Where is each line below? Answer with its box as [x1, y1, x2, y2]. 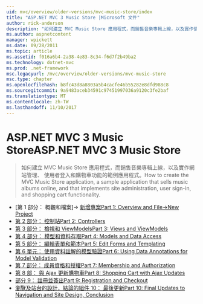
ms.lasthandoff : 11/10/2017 [6, 104, 77, 111]
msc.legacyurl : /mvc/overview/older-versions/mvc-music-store [6, 71, 166, 77]
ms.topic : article [6, 48, 53, 54]
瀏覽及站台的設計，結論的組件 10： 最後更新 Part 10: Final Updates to [14, 285, 185, 292]
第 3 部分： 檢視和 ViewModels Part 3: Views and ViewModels [14, 225, 168, 233]
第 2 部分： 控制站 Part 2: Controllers [14, 218, 106, 225]
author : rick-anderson [6, 20, 63, 26]
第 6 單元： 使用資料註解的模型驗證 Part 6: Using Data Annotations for [14, 248, 188, 255]
